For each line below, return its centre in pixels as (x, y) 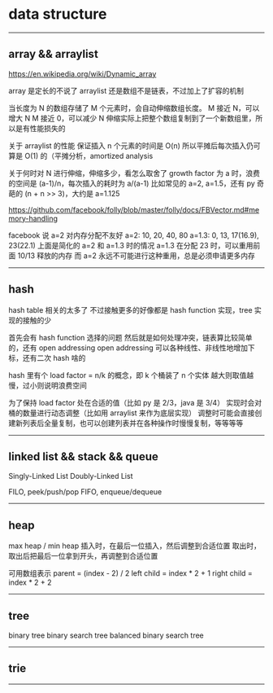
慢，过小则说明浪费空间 (48, 385)
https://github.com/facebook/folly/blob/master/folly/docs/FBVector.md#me (134, 209)
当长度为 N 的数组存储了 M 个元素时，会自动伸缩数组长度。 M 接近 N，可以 (134, 107)
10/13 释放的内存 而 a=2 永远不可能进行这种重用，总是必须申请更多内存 (136, 255)
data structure (58, 14)
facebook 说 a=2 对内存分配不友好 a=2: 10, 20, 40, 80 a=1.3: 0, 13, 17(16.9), (134, 235)
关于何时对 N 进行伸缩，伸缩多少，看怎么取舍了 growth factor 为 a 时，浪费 (134, 173)
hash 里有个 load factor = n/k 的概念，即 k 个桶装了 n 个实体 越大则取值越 (131, 375)
